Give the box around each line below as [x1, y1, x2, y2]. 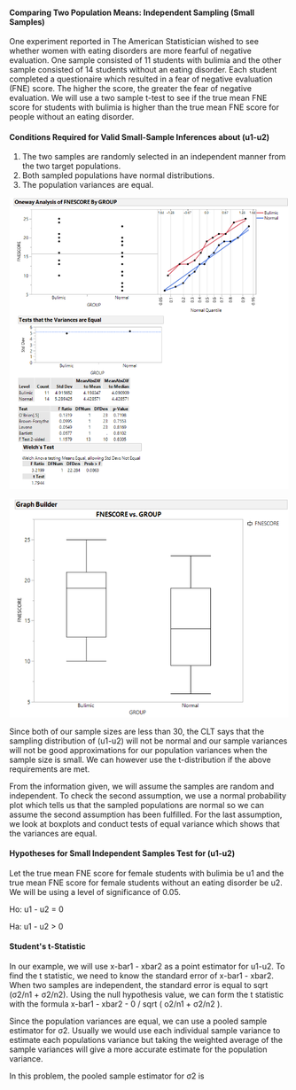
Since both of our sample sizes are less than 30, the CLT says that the [9, 726, 264, 736]
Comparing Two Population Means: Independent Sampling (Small [9, 7, 255, 18]
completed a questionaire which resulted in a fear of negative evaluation [9, 74, 273, 84]
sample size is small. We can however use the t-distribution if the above [9, 754, 272, 765]
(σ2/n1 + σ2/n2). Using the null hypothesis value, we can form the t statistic [9, 989, 284, 1000]
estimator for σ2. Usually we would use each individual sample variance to [9, 1025, 281, 1036]
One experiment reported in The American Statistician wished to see [9, 36, 260, 47]
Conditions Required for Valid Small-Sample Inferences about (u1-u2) [9, 131, 270, 142]
